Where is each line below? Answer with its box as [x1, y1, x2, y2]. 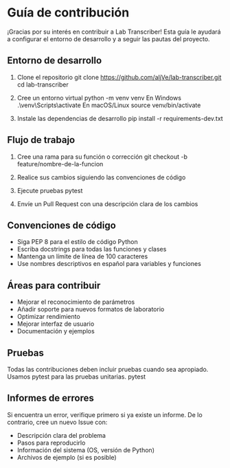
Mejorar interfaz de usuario [16, 320, 95, 328]
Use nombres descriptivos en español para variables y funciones [16, 260, 201, 268]
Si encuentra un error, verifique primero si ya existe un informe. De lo [7, 410, 203, 419]
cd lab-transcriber [16, 80, 69, 89]
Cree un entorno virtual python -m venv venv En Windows [16, 93, 182, 102]
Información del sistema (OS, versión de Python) [16, 445, 154, 454]
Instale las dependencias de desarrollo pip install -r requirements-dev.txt [16, 114, 223, 122]
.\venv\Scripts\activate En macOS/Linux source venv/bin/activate [16, 101, 201, 109]
